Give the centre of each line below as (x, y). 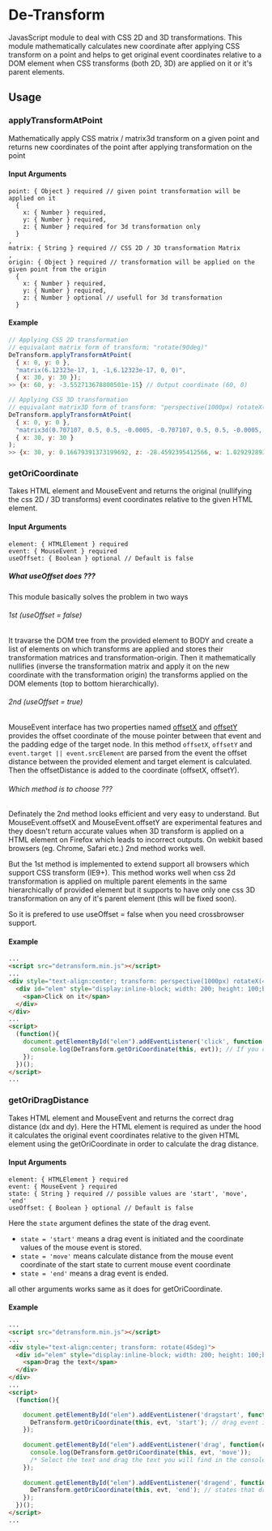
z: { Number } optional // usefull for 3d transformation (123, 298)
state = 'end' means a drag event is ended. (94, 1273)
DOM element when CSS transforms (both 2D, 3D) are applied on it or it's (130, 63)
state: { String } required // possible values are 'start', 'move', (128, 1193)
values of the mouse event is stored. (81, 1247)
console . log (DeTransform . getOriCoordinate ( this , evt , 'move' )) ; (140, 1453)
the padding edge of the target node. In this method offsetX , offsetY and (130, 745)
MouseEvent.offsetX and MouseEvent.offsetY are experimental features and (135, 823)
